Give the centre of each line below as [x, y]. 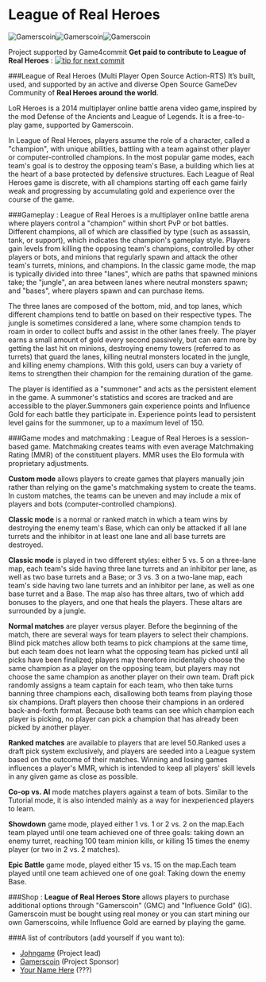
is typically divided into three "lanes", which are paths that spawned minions [133, 273]
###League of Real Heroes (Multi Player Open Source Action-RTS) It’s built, [132, 75]
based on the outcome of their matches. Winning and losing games [118, 759]
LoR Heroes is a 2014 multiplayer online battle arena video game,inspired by [133, 108]
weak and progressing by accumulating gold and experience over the [122, 191]
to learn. [22, 808]
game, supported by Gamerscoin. [78, 125]
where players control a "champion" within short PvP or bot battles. [118, 223]
